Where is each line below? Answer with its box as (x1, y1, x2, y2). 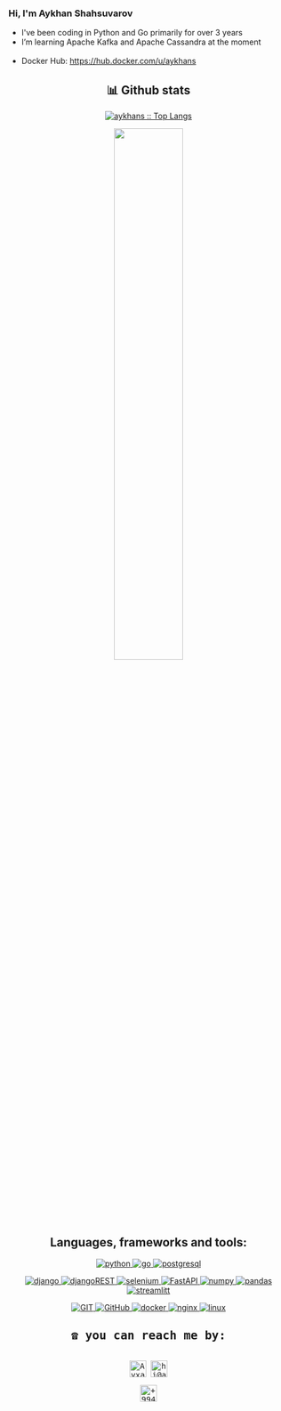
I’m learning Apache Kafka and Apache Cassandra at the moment (20, 36, 261, 47)
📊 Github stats (106, 83, 191, 98)
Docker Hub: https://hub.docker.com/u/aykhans (20, 56, 197, 67)
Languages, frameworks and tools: (49, 1235, 248, 1250)
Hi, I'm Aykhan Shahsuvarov (8, 7, 133, 20)
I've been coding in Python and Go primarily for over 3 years (20, 28, 244, 38)
